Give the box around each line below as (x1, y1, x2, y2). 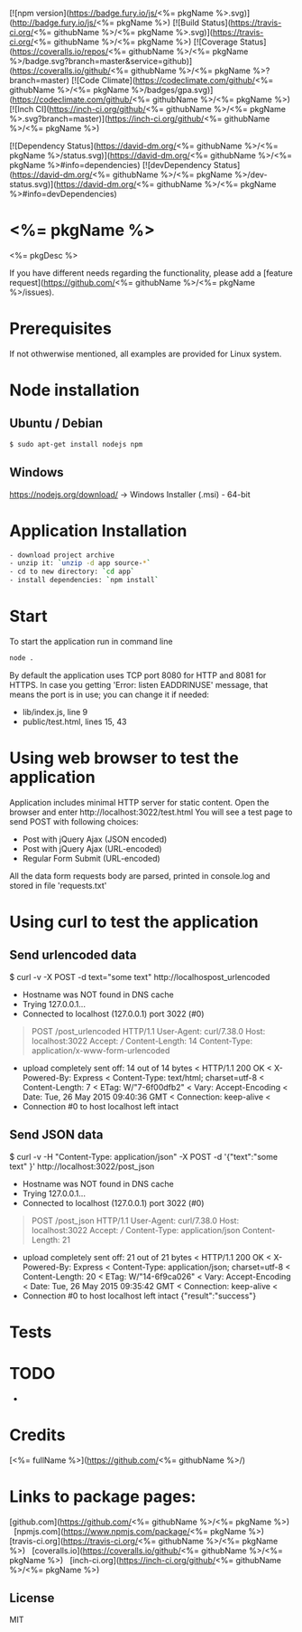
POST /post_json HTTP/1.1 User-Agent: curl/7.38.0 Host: (31, 1215, 240, 1226)
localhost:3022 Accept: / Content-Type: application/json (31, 1224, 241, 1235)
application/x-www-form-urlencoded (31, 1044, 170, 1056)
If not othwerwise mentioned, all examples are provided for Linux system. (9, 348, 282, 359)
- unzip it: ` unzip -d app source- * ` (9, 559, 151, 568)
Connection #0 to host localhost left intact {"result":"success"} (22, 1290, 257, 1301)
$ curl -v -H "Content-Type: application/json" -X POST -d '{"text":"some (9, 1151, 278, 1162)
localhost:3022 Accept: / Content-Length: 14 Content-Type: (31, 1035, 253, 1046)
